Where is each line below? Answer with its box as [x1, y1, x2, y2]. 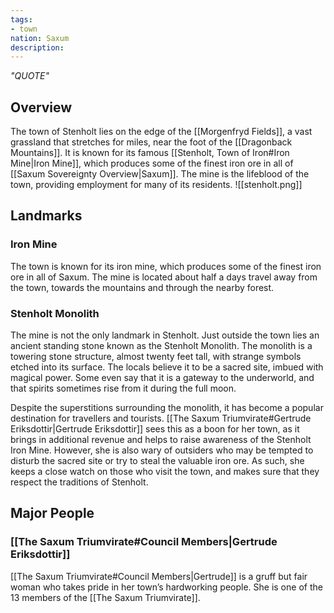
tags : [10, 14, 33, 25]
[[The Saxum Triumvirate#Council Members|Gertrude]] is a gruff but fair [10, 570, 308, 582]
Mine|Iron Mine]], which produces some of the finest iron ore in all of [10, 157, 294, 170]
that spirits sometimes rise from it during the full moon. [10, 382, 237, 395]
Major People [10, 505, 95, 522]
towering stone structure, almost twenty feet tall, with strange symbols [10, 351, 302, 363]
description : [10, 42, 65, 53]
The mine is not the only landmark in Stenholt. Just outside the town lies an [10, 329, 320, 341]
